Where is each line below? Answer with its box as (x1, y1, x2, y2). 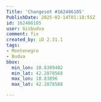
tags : (6, 43, 20, 49)
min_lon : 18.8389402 (11, 64, 63, 71)
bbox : (6, 59, 20, 65)
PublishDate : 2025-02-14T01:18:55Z (6, 14, 96, 20)
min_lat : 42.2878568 (11, 70, 63, 76)
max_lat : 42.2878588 (11, 82, 63, 88)
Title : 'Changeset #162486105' (6, 8, 85, 15)
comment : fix (6, 31, 39, 37)
